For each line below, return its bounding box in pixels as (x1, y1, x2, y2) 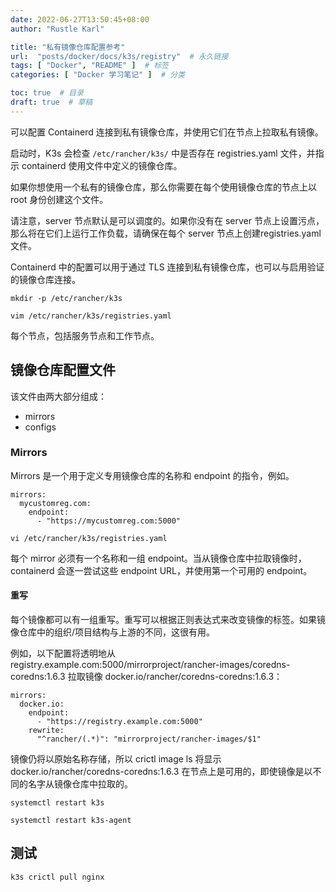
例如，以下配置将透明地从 (10, 647, 116, 660)
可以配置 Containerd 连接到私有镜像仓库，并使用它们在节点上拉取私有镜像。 (10, 126, 324, 138)
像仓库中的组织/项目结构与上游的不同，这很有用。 (10, 626, 216, 638)
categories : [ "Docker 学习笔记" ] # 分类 (10, 70, 186, 80)
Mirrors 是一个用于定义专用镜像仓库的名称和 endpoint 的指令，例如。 (10, 469, 295, 481)
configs (24, 421, 57, 433)
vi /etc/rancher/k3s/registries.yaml (10, 533, 168, 543)
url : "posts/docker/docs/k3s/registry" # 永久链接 (10, 51, 229, 61)
